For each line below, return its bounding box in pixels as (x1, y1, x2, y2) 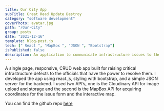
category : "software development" (5, 16, 76, 21)
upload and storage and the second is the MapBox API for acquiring (5, 86, 142, 92)
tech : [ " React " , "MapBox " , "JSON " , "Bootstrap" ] (5, 43, 115, 48)
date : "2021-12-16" (5, 34, 45, 39)
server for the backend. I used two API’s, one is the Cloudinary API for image (5, 81, 159, 87)
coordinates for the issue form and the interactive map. (5, 91, 116, 97)
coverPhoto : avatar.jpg (5, 20, 54, 26)
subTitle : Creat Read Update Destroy (5, 12, 82, 16)
